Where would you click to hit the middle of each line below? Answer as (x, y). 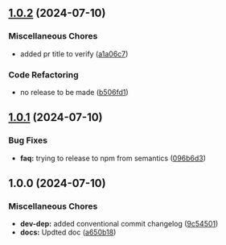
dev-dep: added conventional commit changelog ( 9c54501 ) (119, 224)
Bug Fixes (28, 140)
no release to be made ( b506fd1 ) (74, 92)
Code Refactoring (43, 74)
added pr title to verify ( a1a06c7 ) (74, 54)
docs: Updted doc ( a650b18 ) (68, 232)
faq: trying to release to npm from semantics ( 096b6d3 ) (113, 158)
